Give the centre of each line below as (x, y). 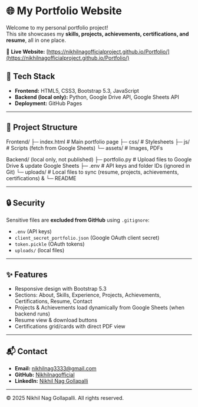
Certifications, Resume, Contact (53, 301)
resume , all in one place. (36, 40)
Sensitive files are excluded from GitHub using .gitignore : (78, 220)
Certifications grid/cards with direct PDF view (70, 327)
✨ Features (27, 274)
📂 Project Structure (42, 127)
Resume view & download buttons (56, 320)
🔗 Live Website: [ (27, 51)
